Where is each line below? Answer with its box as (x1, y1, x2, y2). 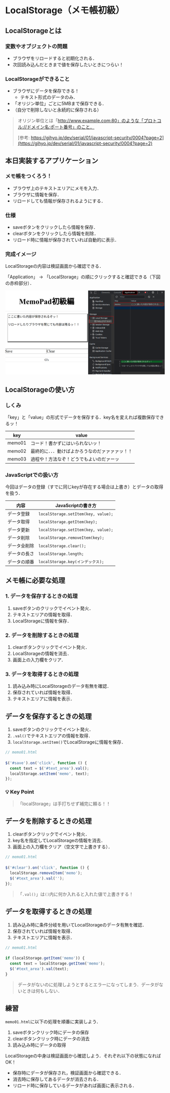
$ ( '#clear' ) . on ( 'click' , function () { (5, 865, 90, 870)
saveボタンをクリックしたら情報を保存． (12, 224, 98, 230)
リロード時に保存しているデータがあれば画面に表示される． (12, 1082, 137, 1088)
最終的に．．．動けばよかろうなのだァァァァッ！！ (30, 448, 133, 454)
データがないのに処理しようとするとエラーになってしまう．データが (17, 981, 159, 987)
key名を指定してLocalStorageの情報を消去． (12, 837, 105, 844)
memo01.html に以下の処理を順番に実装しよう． (5, 1018, 101, 1025)
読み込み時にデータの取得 (12, 1042, 66, 1048)
